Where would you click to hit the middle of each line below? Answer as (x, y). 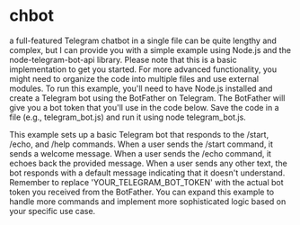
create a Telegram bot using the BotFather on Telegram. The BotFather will (147, 98)
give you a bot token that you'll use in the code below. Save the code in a (145, 107)
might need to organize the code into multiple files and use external (134, 78)
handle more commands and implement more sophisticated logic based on (148, 201)
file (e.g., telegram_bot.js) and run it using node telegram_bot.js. (128, 117)
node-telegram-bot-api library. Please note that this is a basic (123, 59)
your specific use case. (53, 211)
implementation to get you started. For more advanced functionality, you (143, 69)
